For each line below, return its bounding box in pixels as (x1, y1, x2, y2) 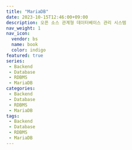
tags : (6, 113, 19, 119)
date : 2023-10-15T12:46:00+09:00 (6, 14, 88, 20)
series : (6, 58, 25, 64)
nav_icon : (6, 31, 31, 37)
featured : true (6, 53, 44, 58)
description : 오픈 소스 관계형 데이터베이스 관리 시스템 (6, 19, 127, 25)
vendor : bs (11, 36, 38, 42)
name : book (11, 42, 38, 48)
